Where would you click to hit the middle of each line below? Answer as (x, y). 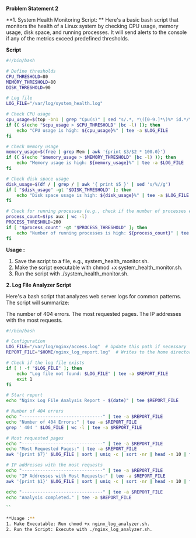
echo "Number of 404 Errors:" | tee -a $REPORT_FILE (71, 422)
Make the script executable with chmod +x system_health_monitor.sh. (98, 267)
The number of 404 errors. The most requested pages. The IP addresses (94, 314)
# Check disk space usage (37, 179)
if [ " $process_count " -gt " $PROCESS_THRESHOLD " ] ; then (77, 227)
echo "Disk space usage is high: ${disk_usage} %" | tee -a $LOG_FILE (103, 195)
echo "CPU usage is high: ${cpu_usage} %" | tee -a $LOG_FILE (92, 130)
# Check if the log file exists (45, 363)
